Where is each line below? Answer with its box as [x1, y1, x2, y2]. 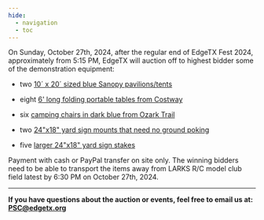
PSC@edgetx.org [8, 203, 67, 213]
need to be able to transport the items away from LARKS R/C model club [8, 164, 242, 174]
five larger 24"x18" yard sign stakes [19, 141, 136, 150]
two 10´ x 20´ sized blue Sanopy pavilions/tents [19, 79, 173, 89]
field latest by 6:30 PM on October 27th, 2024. [8, 172, 159, 181]
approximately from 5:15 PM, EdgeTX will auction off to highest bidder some [8, 56, 254, 65]
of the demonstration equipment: [8, 64, 115, 74]
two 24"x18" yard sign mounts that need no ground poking [19, 125, 210, 134]
